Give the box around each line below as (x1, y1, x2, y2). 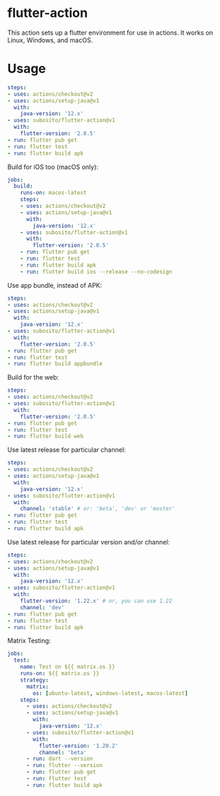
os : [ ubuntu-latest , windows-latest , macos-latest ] (33, 689, 189, 697)
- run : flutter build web (7, 433, 83, 440)
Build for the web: (7, 373, 59, 382)
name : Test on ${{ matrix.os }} (20, 663, 115, 671)
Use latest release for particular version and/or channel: (7, 537, 170, 546)
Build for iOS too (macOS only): (7, 163, 99, 171)
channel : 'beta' (38, 749, 87, 756)
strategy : (20, 677, 50, 684)
